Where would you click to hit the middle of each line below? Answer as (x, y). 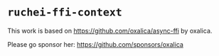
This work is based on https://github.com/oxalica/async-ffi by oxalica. (110, 30)
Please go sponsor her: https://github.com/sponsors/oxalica (95, 44)
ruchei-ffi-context (65, 12)
